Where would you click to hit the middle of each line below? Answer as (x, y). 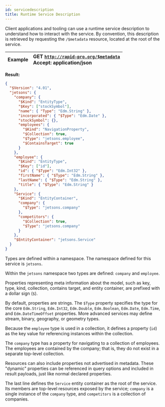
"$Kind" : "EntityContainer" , (48, 198)
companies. (17, 399)
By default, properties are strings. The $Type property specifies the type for (82, 303)
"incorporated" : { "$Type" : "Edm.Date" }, (62, 116)
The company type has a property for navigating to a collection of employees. (82, 343)
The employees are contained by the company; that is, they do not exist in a (82, 348)
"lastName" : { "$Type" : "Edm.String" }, (60, 180)
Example (18, 59)
